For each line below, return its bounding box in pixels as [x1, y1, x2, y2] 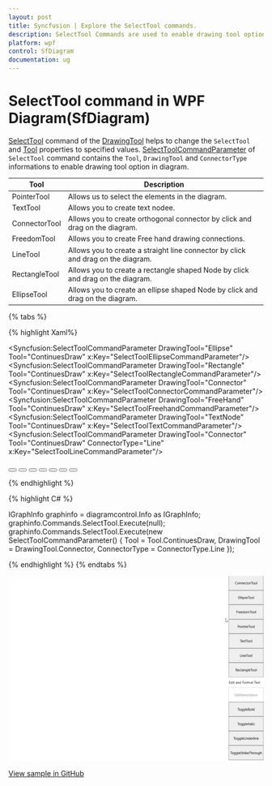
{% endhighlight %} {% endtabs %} [8, 560, 127, 569]
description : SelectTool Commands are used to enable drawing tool [8, 30, 241, 38]
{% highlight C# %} [8, 493, 74, 503]
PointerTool [11, 191, 50, 201]
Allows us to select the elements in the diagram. [67, 191, 227, 201]
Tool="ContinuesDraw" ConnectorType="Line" [8, 438, 164, 448]
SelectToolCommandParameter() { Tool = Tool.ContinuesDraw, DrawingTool [8, 535, 261, 545]
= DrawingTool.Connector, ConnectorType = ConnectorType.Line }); [8, 543, 235, 553]
